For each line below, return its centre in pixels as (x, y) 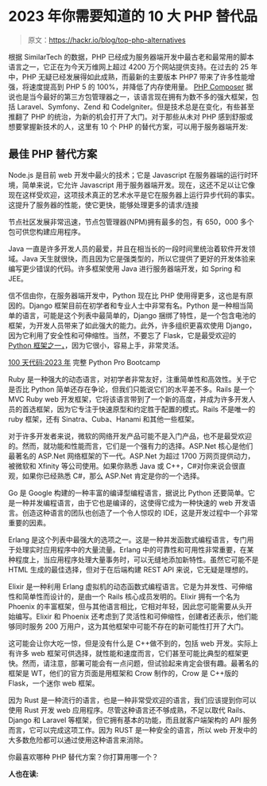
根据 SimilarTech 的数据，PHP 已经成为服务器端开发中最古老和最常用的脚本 (131, 57)
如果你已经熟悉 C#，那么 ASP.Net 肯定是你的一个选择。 (113, 476)
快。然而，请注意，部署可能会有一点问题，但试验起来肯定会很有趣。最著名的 (133, 663)
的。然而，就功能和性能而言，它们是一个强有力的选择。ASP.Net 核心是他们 (131, 446)
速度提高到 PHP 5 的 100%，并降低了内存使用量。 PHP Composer (137, 86)
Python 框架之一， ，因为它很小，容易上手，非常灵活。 (96, 345)
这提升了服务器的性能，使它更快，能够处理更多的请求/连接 (104, 205)
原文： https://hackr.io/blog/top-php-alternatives (106, 40)
